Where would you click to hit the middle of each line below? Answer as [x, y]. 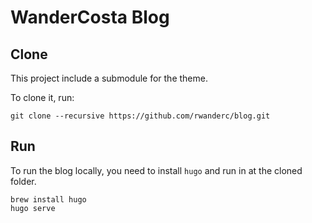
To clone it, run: [42, 97]
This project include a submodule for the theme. [109, 78]
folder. [23, 181]
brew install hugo [48, 199]
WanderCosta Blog [90, 17]
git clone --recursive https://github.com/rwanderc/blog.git [140, 116]
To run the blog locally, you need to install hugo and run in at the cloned [156, 170]
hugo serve [33, 208]
